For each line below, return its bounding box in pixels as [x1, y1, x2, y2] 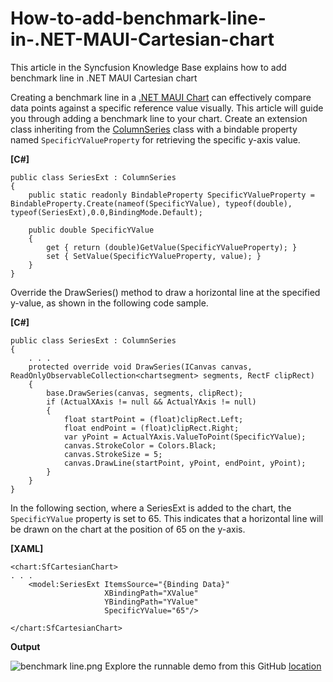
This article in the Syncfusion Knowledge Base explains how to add [10, 61, 287, 73]
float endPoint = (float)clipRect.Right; [63, 423, 240, 433]
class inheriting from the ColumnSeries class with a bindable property [10, 123, 298, 135]
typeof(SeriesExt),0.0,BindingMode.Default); [10, 207, 203, 217]
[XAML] [10, 542, 44, 554]
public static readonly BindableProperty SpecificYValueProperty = [28, 190, 315, 200]
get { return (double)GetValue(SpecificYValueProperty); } [46, 242, 298, 252]
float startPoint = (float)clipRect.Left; [63, 414, 244, 424]
